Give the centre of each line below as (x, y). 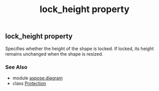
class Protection (29, 83)
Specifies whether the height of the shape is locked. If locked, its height (79, 49)
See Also (16, 67)
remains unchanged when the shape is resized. (54, 54)
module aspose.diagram (37, 78)
